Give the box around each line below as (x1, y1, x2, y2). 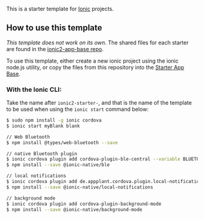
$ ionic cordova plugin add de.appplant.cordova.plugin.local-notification (6, 179, 202, 185)
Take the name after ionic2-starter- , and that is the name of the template (6, 99, 192, 106)
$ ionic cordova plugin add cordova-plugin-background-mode (6, 201, 162, 207)
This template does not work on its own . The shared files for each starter (6, 39, 189, 46)
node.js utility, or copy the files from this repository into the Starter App (6, 63, 185, 71)
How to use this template (6, 23, 103, 33)
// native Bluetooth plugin (6, 150, 78, 157)
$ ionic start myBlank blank (6, 123, 80, 129)
